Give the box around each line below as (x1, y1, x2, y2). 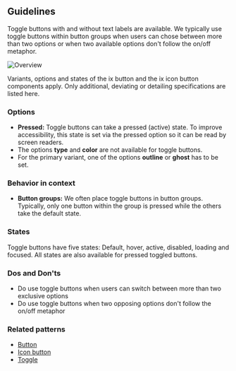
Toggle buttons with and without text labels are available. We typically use (7, 24, 222, 33)
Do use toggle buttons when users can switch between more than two (17, 284, 222, 293)
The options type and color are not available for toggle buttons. (17, 146, 203, 154)
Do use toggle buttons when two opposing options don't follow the (17, 300, 211, 307)
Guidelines (7, 6, 56, 18)
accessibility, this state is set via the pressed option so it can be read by (17, 131, 227, 139)
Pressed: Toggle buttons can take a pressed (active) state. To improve (17, 123, 223, 131)
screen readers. (17, 138, 64, 147)
